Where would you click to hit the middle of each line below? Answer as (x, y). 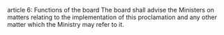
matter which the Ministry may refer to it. (66, 24)
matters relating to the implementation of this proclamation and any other (112, 17)
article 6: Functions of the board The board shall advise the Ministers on (111, 10)
